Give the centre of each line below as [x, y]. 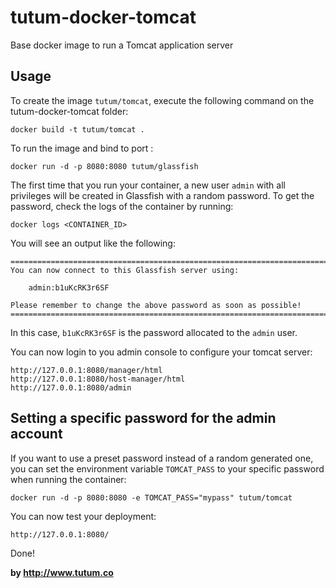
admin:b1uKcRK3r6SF [69, 287]
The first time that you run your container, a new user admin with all [148, 185]
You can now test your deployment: [83, 516]
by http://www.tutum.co [62, 572]
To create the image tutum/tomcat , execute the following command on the [162, 100]
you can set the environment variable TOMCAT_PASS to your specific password [167, 468]
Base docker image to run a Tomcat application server [122, 45]
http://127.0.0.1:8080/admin [71, 387]
